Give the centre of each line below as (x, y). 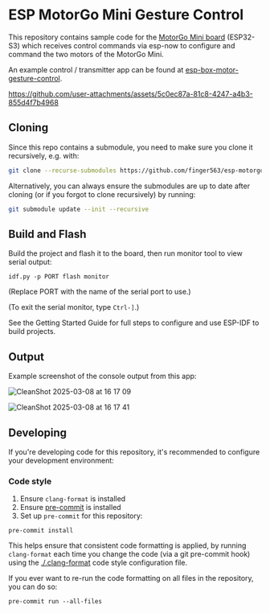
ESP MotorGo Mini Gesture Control (126, 15)
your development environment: (61, 460)
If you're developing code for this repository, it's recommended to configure (134, 451)
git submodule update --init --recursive (79, 209)
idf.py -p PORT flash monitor (59, 277)
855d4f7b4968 (33, 102)
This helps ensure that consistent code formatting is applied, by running (127, 545)
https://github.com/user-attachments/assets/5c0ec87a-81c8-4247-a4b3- (131, 93)
